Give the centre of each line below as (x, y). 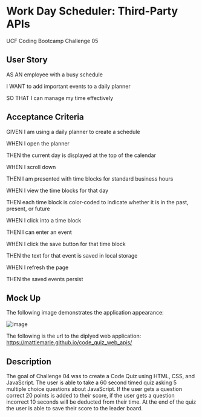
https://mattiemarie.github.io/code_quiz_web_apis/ (69, 342)
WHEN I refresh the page (37, 267)
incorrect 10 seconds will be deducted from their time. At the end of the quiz (101, 402)
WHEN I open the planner (38, 143)
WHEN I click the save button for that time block (66, 244)
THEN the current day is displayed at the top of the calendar (81, 155)
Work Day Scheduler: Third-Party (92, 11)
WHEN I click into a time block (44, 220)
